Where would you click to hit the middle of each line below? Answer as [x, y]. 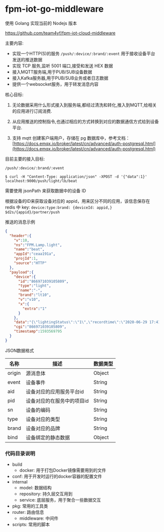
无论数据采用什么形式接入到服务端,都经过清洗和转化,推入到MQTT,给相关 [84, 105]
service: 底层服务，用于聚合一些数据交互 [60, 500]
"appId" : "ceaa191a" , [35, 254]
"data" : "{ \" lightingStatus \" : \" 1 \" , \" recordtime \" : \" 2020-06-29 [81, 322]
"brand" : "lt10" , [34, 295]
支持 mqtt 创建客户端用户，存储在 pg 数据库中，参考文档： [71, 138]
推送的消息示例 [20, 222]
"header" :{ [20, 236]
